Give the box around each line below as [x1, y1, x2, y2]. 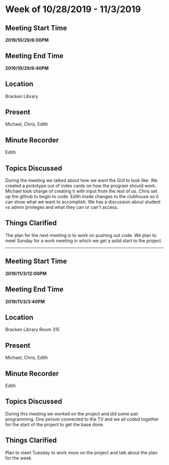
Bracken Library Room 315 [5, 327, 60, 333]
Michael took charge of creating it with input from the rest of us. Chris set [5, 188, 157, 194]
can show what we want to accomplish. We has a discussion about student [5, 199, 161, 205]
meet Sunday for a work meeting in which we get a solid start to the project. [5, 238, 162, 244]
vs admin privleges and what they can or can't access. [5, 204, 119, 210]
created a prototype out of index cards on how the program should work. [5, 183, 156, 189]
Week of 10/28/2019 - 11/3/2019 [5, 4, 141, 15]
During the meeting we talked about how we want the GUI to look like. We [5, 177, 158, 183]
